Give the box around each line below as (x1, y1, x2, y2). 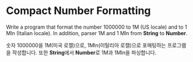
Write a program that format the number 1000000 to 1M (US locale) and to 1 (6, 23, 188, 30)
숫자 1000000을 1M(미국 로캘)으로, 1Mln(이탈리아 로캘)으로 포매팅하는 (6, 42, 166, 49)
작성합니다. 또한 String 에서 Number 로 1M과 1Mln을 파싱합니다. (12, 49, 157, 56)
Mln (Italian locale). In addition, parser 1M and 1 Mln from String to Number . (6, 29, 188, 36)
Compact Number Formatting (6, 4, 151, 18)
